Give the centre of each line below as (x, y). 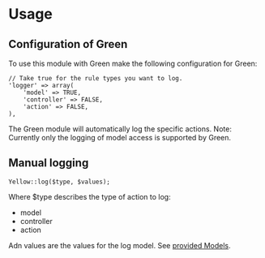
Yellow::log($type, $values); (60, 182)
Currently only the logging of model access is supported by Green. (120, 138)
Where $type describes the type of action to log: (90, 196)
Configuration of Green (68, 44)
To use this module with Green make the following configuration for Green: (133, 63)
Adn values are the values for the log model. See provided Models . (120, 245)
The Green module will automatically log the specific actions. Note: (120, 129)
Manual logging (49, 163)
